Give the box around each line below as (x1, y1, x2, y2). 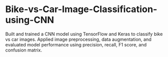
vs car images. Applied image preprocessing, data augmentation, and (5, 36, 152, 42)
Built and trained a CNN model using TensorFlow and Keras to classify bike (5, 31, 163, 37)
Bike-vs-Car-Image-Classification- (5, 4, 157, 15)
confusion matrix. (5, 47, 42, 53)
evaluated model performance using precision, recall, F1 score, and (5, 41, 147, 47)
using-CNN (5, 14, 55, 26)
